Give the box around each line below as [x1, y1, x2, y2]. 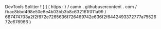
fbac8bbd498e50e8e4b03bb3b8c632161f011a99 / [5, 9, 107, 15]
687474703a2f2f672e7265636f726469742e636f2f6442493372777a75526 [5, 14, 157, 20]
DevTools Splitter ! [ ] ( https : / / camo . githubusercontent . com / [5, 4, 137, 10]
